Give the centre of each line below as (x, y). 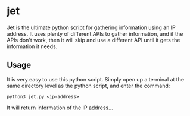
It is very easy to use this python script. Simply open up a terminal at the (95, 79)
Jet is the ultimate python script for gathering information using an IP (91, 27)
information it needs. (32, 46)
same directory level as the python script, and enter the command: (88, 86)
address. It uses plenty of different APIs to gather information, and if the (95, 33)
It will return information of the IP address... (60, 108)
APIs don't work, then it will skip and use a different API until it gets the (94, 40)
